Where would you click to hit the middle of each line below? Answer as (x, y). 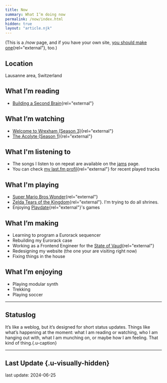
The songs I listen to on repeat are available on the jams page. (76, 164)
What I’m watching (35, 119)
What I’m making (32, 223)
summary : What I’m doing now (35, 14)
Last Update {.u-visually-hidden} (57, 363)
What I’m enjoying (34, 272)
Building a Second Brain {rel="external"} (53, 103)
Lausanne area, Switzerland (34, 75)
